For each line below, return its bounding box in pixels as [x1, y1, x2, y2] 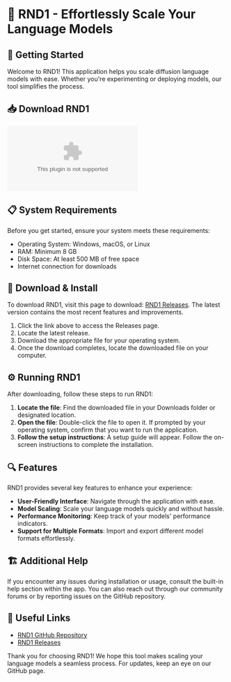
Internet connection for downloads [17, 262, 117, 271]
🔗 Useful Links [7, 612, 71, 624]
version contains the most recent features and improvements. [7, 308, 184, 317]
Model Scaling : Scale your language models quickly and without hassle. [17, 505, 225, 513]
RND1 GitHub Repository [17, 630, 88, 639]
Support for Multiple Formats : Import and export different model [17, 526, 204, 536]
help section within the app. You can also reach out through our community [7, 584, 223, 593]
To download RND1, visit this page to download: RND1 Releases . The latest [7, 301, 221, 309]
